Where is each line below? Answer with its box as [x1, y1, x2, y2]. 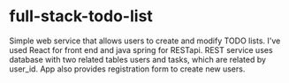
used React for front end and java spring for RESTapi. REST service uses [9, 44, 273, 55]
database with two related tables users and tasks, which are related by [9, 54, 267, 64]
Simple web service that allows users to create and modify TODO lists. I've [9, 35, 281, 46]
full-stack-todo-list [9, 6, 153, 26]
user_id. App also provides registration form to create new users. [9, 64, 246, 74]
